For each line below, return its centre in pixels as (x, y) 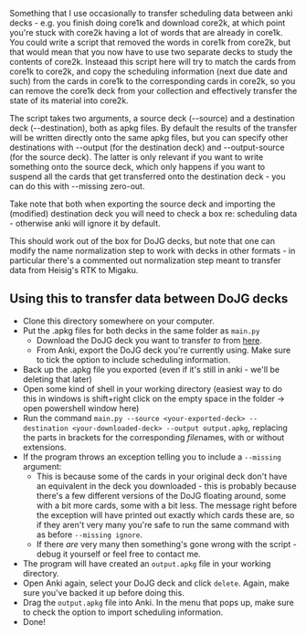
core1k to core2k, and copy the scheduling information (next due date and (148, 71)
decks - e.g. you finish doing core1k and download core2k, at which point (148, 23)
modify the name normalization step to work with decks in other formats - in (153, 251)
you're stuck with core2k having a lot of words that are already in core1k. (146, 32)
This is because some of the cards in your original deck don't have (162, 476)
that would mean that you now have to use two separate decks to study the (151, 52)
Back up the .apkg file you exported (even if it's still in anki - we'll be (151, 369)
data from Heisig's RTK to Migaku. (74, 270)
